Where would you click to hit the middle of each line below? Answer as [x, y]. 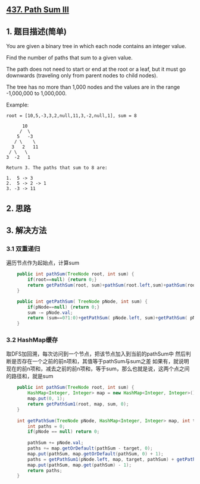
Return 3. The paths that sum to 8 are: [57, 168]
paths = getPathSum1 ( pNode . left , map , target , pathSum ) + [101, 459]
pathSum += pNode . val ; [56, 443]
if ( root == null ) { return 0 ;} [62, 280]
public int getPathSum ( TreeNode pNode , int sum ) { [82, 301]
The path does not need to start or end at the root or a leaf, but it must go [96, 69]
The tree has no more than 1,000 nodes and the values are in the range [93, 87]
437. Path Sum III [38, 10]
